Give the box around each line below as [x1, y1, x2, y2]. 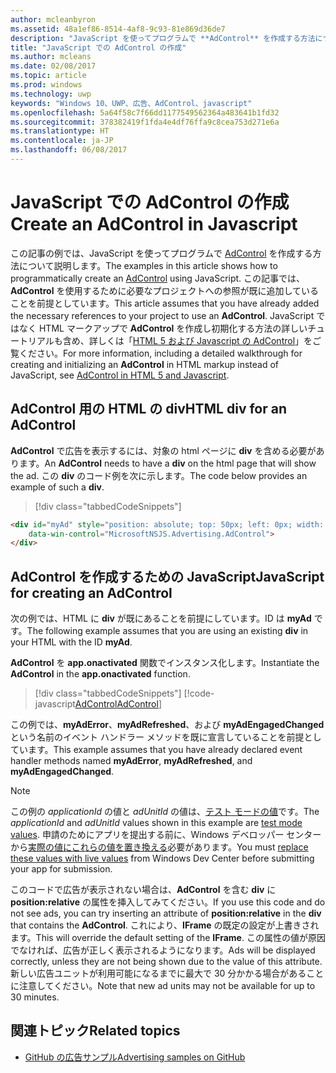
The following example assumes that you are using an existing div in [26, 625, 309, 637]
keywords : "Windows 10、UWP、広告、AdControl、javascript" [10, 98, 253, 108]
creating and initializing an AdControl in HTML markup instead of [10, 358, 280, 370]
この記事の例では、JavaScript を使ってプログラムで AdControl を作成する [10, 247, 313, 259]
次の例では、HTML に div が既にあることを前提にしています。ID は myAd [10, 612, 312, 625]
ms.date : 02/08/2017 [10, 61, 97, 71]
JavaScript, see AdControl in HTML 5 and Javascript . [10, 369, 230, 381]
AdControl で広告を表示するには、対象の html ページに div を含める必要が [10, 444, 317, 456]
